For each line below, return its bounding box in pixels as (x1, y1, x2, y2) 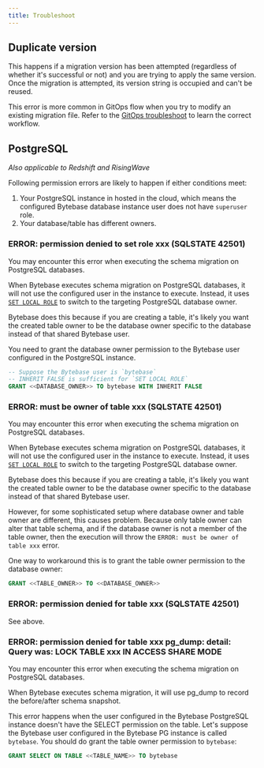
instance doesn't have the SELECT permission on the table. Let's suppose (8, 720, 248, 729)
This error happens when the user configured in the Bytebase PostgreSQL (8, 711, 250, 721)
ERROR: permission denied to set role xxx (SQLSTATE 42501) (8, 239, 246, 250)
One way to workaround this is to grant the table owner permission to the (8, 556, 246, 566)
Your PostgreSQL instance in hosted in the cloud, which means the (19, 194, 236, 203)
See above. (8, 616, 45, 626)
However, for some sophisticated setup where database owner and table (8, 507, 244, 517)
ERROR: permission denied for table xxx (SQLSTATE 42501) (8, 598, 240, 609)
